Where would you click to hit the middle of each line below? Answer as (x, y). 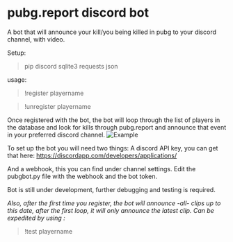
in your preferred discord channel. (56, 135)
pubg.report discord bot (78, 13)
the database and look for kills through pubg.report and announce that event (117, 127)
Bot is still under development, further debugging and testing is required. (111, 189)
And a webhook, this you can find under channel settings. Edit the (102, 168)
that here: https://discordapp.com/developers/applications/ (92, 155)
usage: (17, 79)
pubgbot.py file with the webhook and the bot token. (82, 176)
